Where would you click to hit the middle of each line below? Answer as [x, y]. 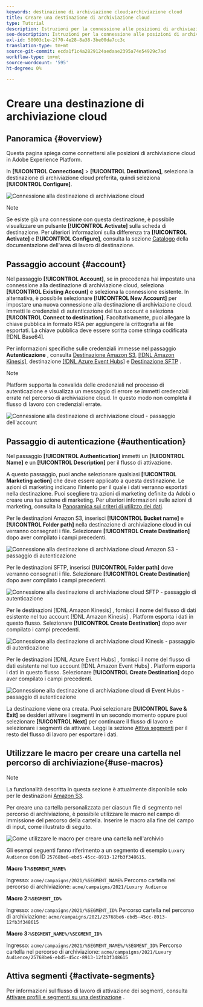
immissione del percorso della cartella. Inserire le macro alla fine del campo [100, 820]
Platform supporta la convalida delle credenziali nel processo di [85, 385]
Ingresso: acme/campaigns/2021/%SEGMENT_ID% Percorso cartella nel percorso [100, 910]
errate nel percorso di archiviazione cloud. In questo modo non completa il [99, 398]
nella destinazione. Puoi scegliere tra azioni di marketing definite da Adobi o [101, 494]
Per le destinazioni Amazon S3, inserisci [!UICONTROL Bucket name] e [95, 518]
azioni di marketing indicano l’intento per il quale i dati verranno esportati [97, 487]
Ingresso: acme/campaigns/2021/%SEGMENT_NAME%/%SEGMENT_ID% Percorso [94, 945]
